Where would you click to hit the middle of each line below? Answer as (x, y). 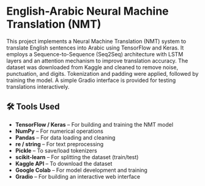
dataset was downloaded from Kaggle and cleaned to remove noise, (92, 67)
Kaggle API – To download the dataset (64, 163)
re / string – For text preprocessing (59, 144)
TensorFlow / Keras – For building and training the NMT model (94, 124)
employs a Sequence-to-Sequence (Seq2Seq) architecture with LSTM (95, 54)
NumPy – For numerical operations (59, 131)
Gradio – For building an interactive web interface (78, 176)
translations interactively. (38, 86)
